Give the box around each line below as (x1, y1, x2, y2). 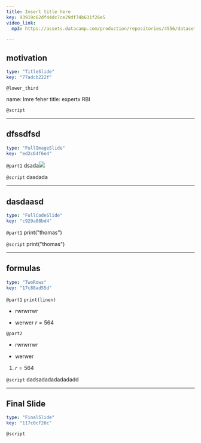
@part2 (6, 330, 23, 336)
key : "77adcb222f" (6, 74, 52, 80)
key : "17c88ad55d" (6, 285, 52, 291)
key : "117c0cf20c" (6, 420, 52, 426)
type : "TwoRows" (6, 279, 47, 285)
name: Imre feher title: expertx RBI (6, 95, 91, 102)
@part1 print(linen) (6, 297, 56, 303)
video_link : (6, 20, 36, 26)
